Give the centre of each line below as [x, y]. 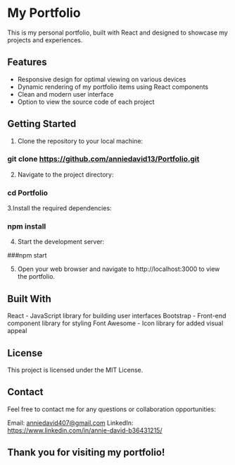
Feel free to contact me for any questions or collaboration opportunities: [112, 409]
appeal [17, 331]
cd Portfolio [27, 193]
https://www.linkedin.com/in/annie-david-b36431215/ [85, 430]
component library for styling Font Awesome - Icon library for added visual [115, 323]
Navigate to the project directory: [65, 174]
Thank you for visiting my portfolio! [86, 453]
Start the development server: [61, 242]
